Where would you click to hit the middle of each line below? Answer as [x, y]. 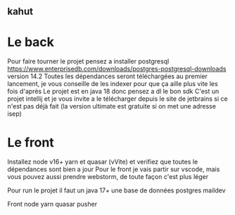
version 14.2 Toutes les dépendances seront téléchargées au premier [107, 76]
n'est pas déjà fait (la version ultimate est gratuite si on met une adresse [112, 106]
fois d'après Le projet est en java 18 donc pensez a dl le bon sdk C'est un [113, 92]
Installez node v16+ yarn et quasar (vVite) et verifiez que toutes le [103, 162]
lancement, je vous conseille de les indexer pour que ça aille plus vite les [113, 84]
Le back [31, 42]
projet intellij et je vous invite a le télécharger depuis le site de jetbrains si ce [118, 99]
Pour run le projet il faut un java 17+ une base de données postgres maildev [117, 190]
